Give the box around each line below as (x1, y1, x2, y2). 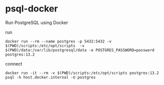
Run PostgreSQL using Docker (5, 19, 69, 25)
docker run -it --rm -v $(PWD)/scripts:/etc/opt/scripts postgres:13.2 (5, 70, 159, 75)
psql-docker (5, 3, 58, 14)
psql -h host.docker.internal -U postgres (5, 74, 96, 80)
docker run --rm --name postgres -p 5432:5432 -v (5, 38, 112, 44)
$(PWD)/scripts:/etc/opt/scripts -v (5, 43, 85, 48)
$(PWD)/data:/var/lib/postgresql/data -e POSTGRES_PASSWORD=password (5, 47, 155, 52)
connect (5, 60, 23, 66)
